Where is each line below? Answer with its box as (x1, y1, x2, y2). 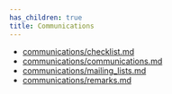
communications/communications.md (22, 56, 163, 66)
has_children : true (9, 13, 83, 22)
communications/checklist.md (22, 46, 135, 56)
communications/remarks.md (22, 74, 132, 85)
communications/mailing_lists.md (22, 64, 147, 76)
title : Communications (9, 21, 95, 30)
